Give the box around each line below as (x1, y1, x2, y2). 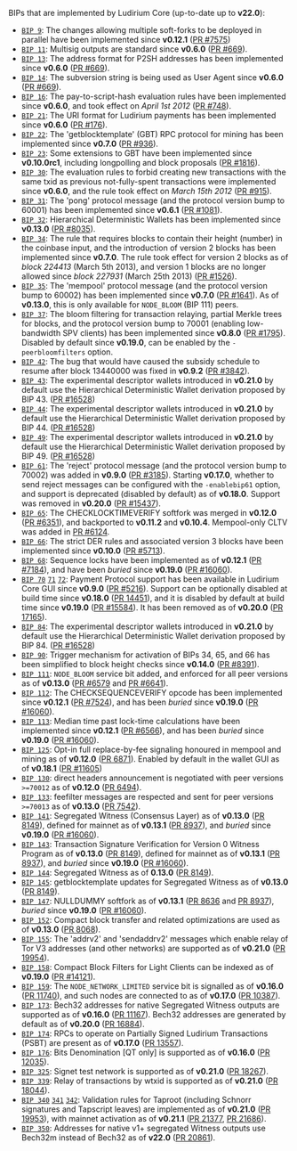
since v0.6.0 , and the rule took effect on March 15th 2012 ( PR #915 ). (20, 186, 272, 196)
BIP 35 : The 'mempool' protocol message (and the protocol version (20, 281, 268, 290)
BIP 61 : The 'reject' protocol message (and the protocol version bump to (20, 461, 287, 470)
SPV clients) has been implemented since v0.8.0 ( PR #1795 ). (62, 328, 286, 338)
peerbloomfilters (20, 348, 86, 357)
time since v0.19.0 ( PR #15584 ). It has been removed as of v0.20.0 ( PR (20, 602, 284, 613)
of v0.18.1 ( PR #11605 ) (20, 763, 103, 773)
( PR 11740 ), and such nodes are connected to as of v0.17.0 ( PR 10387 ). (20, 991, 281, 1000)
